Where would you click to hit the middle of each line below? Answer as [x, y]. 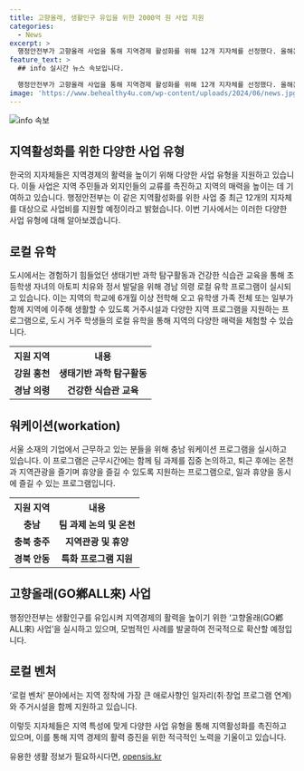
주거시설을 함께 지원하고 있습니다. [78, 706]
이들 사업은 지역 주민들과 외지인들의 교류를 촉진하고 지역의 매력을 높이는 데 [153, 186]
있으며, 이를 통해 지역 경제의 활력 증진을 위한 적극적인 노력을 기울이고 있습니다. [148, 737]
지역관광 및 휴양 [97, 542]
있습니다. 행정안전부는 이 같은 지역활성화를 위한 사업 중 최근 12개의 [151, 198]
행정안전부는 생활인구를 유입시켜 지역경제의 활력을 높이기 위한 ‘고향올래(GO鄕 [146, 617]
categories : [32, 26]
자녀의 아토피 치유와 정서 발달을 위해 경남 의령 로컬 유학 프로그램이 [150, 287]
